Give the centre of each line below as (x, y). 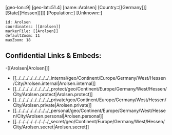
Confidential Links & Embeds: (53, 56)
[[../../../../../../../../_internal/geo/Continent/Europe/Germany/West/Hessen (89, 78)
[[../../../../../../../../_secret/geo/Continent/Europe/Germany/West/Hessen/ (89, 121)
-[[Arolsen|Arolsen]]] (27, 68)
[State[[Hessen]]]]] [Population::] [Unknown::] (54, 13)
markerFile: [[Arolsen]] (32, 31)
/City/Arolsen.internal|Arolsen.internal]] (54, 83)
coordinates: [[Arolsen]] (33, 27)
